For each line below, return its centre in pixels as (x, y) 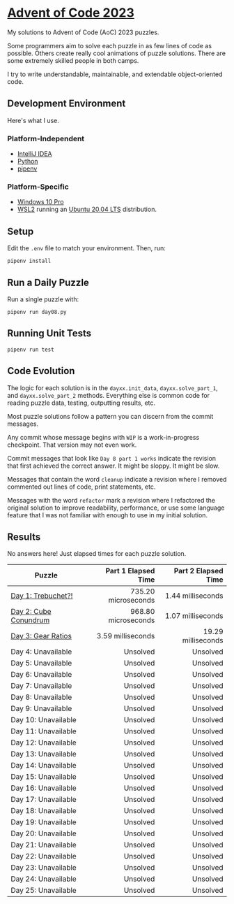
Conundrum (30, 620)
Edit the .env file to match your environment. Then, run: (86, 248)
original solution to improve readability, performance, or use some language (116, 508)
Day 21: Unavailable (44, 845)
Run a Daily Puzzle (48, 282)
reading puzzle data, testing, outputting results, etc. (81, 403)
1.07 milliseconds (194, 616)
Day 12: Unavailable (44, 742)
